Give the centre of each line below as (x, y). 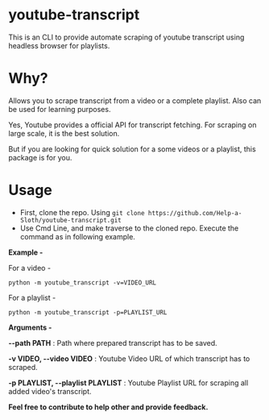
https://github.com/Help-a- (195, 213)
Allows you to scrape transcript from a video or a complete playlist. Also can (135, 100)
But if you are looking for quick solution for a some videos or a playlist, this (132, 149)
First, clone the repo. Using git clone (82, 212)
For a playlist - (32, 297)
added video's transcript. (50, 391)
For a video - (29, 268)
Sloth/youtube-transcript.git (71, 220)
